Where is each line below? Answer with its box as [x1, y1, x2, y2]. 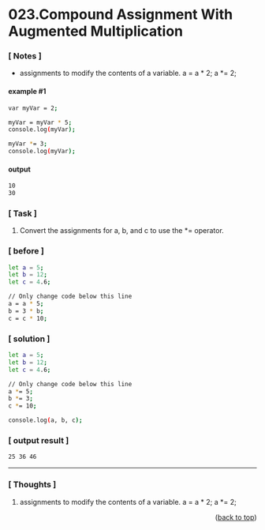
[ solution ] [8, 333, 50, 344]
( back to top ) [215, 512, 257, 522]
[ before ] [8, 246, 45, 257]
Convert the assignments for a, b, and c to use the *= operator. [19, 226, 225, 235]
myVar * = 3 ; [8, 140, 47, 148]
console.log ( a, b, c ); [8, 416, 83, 424]
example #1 [8, 87, 47, 96]
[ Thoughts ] [8, 479, 57, 491]
